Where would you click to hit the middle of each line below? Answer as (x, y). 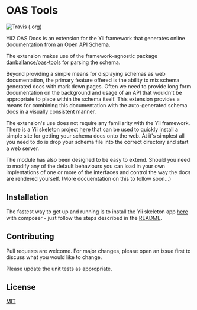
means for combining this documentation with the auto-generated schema (97, 105)
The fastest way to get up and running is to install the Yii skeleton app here (97, 212)
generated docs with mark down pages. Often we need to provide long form (99, 86)
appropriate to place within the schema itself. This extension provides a (93, 99)
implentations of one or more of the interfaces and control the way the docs (98, 172)
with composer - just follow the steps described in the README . (84, 218)
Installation (27, 197)
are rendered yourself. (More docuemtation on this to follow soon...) (89, 178)
